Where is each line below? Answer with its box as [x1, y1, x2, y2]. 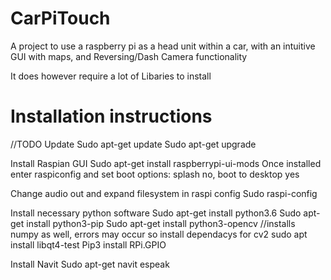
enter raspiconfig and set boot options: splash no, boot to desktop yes [10, 168, 300, 180]
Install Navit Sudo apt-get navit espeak [10, 258, 170, 270]
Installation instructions [10, 105, 213, 128]
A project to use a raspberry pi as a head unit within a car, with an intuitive [10, 40, 316, 52]
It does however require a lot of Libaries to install [10, 70, 212, 82]
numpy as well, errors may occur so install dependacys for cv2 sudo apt [10, 228, 308, 240]
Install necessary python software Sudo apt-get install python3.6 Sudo [10, 207, 302, 219]
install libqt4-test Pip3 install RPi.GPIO [10, 238, 167, 251]
